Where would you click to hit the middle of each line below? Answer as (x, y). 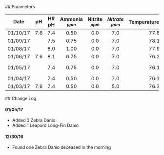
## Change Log (21, 98)
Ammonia (71, 19)
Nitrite (95, 19)
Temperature (144, 22)
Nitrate (115, 19)
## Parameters (20, 7)
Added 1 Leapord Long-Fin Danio (45, 125)
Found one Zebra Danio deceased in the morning (61, 147)
